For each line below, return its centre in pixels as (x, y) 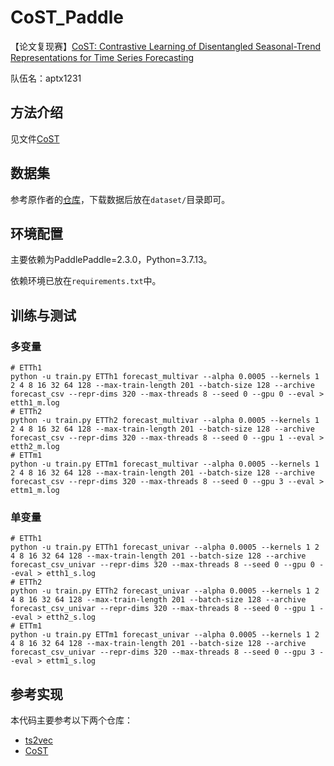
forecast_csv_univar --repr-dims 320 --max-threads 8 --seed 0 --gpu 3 (162, 652)
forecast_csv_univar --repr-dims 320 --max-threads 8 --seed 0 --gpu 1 (162, 609)
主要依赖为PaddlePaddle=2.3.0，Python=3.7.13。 (111, 260)
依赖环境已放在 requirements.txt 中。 (86, 281)
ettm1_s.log (71, 661)
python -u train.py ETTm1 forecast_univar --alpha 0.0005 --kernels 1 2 (165, 635)
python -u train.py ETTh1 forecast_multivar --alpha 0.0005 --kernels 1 (165, 377)
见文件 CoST (35, 138)
